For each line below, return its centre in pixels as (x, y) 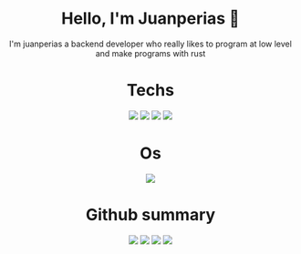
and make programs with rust (150, 53)
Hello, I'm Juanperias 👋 (150, 19)
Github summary (150, 215)
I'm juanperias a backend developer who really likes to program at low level (150, 44)
